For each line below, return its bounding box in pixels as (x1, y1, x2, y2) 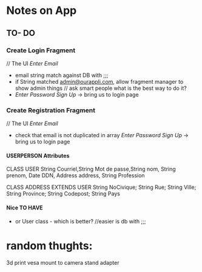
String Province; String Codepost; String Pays (6, 190, 120, 197)
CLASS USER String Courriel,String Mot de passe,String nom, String (6, 165, 176, 173)
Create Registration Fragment (6, 106, 96, 114)
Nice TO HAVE (6, 204, 44, 211)
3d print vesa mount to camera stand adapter (6, 259, 120, 266)
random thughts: (6, 239, 93, 253)
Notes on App (6, 4, 77, 18)
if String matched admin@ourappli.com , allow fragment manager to (15, 78, 184, 85)
